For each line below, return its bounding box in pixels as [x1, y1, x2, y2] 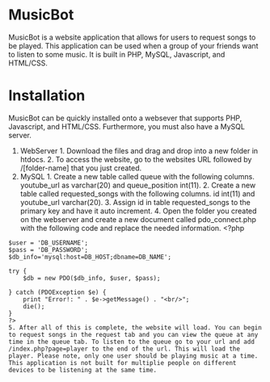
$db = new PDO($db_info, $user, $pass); [23, 274, 161, 282]
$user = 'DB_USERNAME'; [8, 238, 89, 247]
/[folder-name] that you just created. [19, 163, 142, 173]
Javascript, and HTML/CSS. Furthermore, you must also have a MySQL [8, 121, 245, 131]
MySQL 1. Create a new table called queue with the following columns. [19, 171, 255, 181]
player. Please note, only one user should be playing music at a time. [8, 351, 259, 360]
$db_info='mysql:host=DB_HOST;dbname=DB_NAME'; [8, 253, 172, 261]
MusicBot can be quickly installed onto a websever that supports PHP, [8, 113, 243, 123]
